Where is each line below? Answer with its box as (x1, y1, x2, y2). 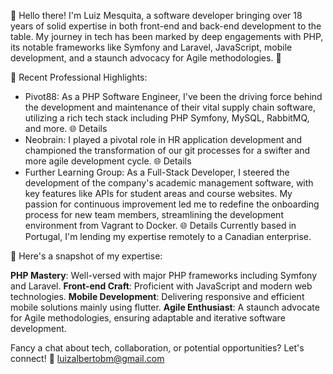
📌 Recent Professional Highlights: (10, 71, 148, 83)
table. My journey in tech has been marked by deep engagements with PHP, (10, 31, 324, 42)
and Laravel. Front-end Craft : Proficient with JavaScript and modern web (10, 280, 313, 292)
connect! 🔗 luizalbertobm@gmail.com (10, 353, 165, 364)
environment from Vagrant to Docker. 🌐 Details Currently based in (24, 220, 297, 231)
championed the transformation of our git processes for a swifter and (24, 145, 311, 156)
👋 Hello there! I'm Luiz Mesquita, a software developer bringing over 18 (10, 10, 303, 21)
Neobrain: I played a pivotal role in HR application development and (24, 134, 303, 145)
